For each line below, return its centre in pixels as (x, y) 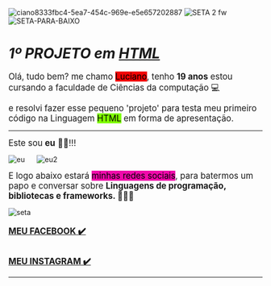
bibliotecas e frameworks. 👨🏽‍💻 (71, 196)
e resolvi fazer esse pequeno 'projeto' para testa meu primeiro (133, 108)
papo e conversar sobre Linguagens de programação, (117, 185)
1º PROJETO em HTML (84, 54)
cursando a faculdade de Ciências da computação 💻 (114, 87)
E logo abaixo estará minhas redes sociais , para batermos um (131, 176)
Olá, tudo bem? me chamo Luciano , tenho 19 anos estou (121, 77)
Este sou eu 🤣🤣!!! (42, 143)
